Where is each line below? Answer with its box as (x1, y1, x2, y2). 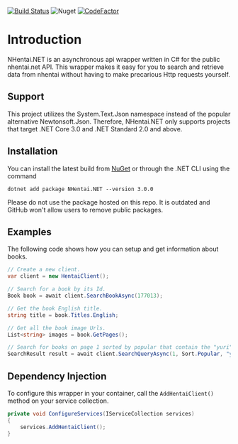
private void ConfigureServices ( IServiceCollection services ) (7, 410, 195, 417)
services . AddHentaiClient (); (20, 423, 106, 431)
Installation (7, 146, 58, 158)
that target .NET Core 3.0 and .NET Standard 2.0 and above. (7, 124, 183, 133)
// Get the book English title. (7, 305, 103, 312)
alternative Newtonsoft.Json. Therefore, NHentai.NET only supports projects (7, 117, 231, 126)
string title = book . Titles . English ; (7, 311, 119, 319)
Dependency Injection (7, 370, 107, 382)
